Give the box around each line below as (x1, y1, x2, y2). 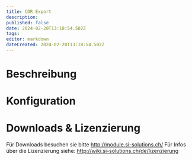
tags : (6, 31, 20, 37)
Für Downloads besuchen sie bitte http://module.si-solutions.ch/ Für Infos (6, 141, 187, 148)
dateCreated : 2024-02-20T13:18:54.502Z (6, 42, 105, 48)
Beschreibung (6, 68, 77, 81)
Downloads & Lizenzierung (6, 121, 141, 135)
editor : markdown (6, 36, 49, 42)
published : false (6, 20, 49, 25)
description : (6, 14, 39, 20)
